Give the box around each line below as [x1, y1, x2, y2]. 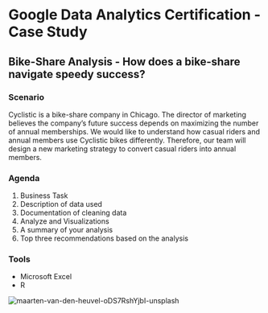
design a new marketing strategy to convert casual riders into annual [8, 143, 237, 154]
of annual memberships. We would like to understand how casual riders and [8, 126, 260, 136]
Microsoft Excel [19, 272, 72, 282]
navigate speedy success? [8, 67, 146, 81]
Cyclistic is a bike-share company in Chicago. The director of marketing [8, 109, 247, 119]
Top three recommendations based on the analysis [19, 233, 189, 243]
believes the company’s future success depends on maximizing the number [8, 118, 259, 128]
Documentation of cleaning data [19, 208, 127, 218]
